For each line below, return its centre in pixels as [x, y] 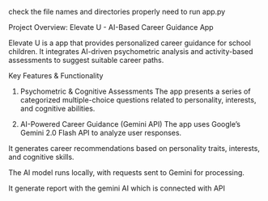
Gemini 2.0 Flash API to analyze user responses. [101, 133]
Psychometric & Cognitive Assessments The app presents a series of [135, 91]
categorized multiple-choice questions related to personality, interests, [138, 100]
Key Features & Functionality [56, 75]
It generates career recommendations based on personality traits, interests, [134, 148]
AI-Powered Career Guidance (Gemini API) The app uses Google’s [130, 124]
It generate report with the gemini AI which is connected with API [117, 188]
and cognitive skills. [41, 157]
